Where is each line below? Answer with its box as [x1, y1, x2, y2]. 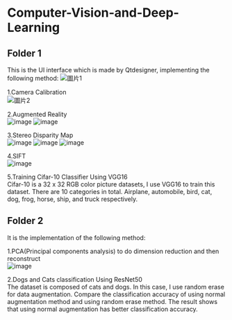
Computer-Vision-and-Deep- [7, 5, 179, 21]
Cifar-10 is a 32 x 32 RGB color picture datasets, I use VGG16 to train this [7, 180, 215, 189]
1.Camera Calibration [7, 88, 67, 96]
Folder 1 [7, 47, 42, 59]
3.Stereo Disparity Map [7, 131, 74, 139]
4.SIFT [7, 152, 26, 160]
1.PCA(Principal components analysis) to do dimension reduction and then [7, 247, 219, 255]
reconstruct [7, 254, 40, 262]
